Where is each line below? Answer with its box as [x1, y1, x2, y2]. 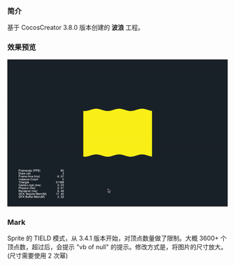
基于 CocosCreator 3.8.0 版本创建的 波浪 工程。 [7, 23, 145, 32]
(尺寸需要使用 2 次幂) [7, 251, 69, 260]
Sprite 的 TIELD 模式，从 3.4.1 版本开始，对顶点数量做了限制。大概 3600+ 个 [7, 234, 227, 242]
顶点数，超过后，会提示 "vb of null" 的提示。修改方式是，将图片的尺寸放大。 [7, 243, 227, 251]
